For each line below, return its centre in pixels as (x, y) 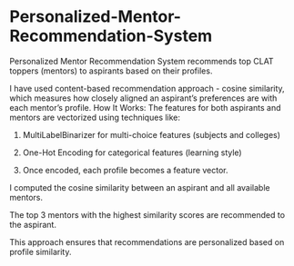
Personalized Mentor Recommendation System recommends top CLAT (142, 61)
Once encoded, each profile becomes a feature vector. (126, 170)
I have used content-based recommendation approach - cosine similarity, (147, 88)
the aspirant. (33, 224)
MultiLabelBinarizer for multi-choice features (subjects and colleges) (151, 134)
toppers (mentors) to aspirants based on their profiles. (111, 71)
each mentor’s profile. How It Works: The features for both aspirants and (145, 107)
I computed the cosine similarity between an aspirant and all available (140, 187)
